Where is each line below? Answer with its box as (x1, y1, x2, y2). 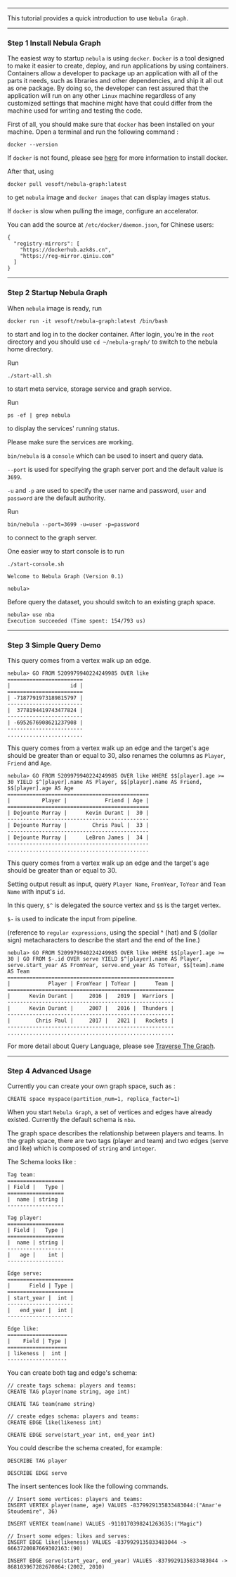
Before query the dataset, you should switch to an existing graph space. (7, 597, 216, 606)
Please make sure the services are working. (7, 437, 134, 446)
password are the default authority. (7, 494, 106, 502)
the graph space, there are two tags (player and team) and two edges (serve (7, 1137, 229, 1145)
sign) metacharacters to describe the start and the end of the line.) (7, 935, 200, 944)
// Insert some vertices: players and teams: (7, 1496, 143, 1503)
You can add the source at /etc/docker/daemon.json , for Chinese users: (7, 220, 214, 229)
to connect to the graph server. (7, 533, 97, 542)
